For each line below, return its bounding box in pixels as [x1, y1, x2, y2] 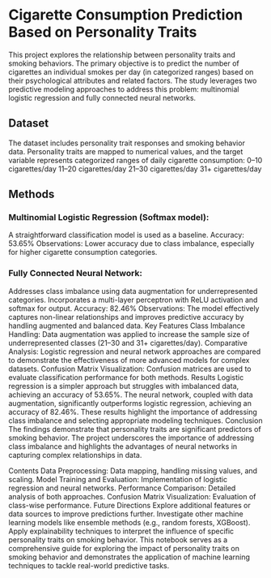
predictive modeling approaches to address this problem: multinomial [8, 84, 239, 94]
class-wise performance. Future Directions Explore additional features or [8, 500, 251, 510]
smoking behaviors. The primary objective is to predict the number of [8, 58, 240, 68]
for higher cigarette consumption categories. [8, 248, 158, 257]
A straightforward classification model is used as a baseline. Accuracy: [8, 230, 244, 240]
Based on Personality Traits [8, 23, 197, 41]
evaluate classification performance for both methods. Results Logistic [8, 372, 244, 382]
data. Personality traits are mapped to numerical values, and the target [8, 146, 243, 156]
